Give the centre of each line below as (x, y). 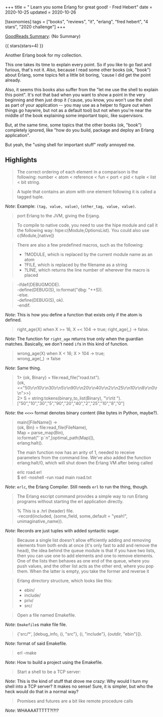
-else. (23, 295)
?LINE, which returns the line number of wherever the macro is (87, 270)
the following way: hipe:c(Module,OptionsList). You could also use (83, 230)
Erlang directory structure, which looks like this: (65, 581)
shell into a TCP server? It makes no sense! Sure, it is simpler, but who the (79, 686)
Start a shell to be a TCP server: (49, 672)
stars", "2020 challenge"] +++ (35, 27)
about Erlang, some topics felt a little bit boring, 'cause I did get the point (78, 75)
